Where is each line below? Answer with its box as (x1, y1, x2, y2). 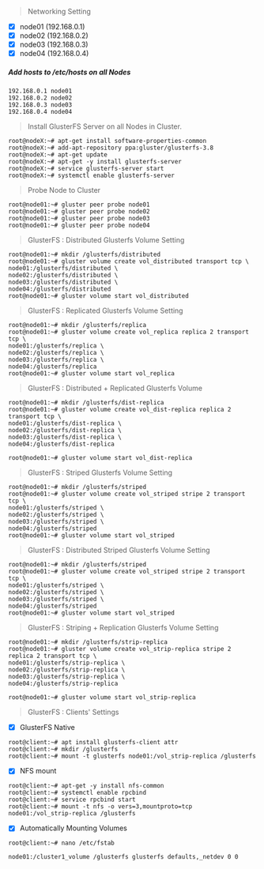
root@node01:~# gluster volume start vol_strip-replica (8, 694, 196, 702)
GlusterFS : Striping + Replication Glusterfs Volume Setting (27, 623, 219, 633)
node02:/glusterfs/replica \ (8, 349, 104, 357)
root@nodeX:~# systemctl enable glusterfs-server (8, 171, 175, 180)
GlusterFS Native (19, 723, 75, 732)
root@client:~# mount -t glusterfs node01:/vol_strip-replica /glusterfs (8, 752, 257, 761)
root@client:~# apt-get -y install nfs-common (8, 782, 164, 790)
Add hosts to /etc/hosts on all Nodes (8, 67, 131, 77)
